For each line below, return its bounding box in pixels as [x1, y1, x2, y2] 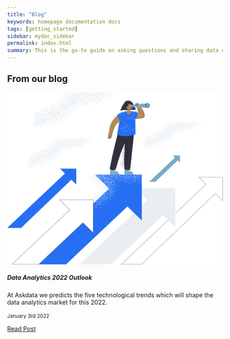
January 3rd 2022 [7, 312, 50, 319]
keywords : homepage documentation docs [7, 18, 121, 25]
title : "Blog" [7, 11, 48, 18]
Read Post [7, 325, 36, 333]
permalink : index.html [7, 40, 72, 47]
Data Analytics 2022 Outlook [7, 273, 92, 282]
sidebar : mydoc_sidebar [7, 33, 75, 40]
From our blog [7, 73, 68, 85]
